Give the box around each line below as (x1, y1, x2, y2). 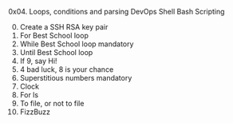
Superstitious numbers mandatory (19, 73, 132, 82)
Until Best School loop (19, 48, 93, 57)
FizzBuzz (19, 107, 50, 117)
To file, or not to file (19, 99, 85, 108)
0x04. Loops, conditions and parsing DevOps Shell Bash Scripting (8, 7, 225, 16)
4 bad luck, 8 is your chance (19, 65, 114, 74)
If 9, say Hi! (19, 56, 57, 65)
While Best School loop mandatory (19, 39, 134, 49)
